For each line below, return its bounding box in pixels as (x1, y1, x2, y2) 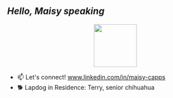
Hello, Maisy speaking (7, 5, 105, 17)
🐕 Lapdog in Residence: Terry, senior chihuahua (16, 83, 155, 91)
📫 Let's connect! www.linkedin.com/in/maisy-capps (16, 73, 166, 81)
